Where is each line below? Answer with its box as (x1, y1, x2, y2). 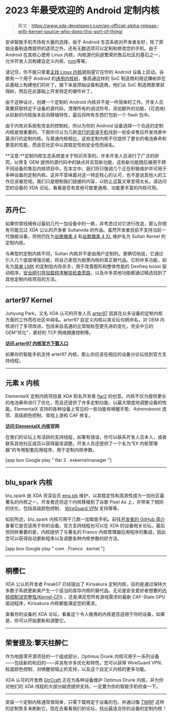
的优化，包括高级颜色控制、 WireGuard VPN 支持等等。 (5, 505, 122, 511)
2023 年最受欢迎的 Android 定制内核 (5, 5, 160, 16)
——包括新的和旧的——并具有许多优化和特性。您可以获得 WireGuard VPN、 (5, 659, 165, 665)
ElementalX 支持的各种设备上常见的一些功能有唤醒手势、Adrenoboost (14, 406, 161, 412)
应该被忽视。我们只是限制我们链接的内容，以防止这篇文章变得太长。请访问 (9, 178, 167, 184)
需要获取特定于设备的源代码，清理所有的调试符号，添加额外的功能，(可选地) (5, 105, 166, 111)
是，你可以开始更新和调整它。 (5, 617, 68, 623)
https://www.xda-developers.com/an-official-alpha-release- (31, 23, 159, 29)
